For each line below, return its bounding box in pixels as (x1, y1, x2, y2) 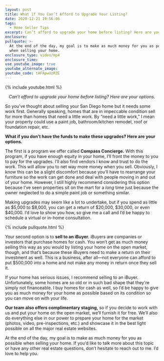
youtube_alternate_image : (5, 67, 58, 71)
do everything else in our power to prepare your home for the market (5, 315, 143, 321)
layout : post (5, 7, 32, 12)
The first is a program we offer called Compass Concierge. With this (5, 148, 143, 154)
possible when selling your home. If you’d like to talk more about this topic (5, 340, 154, 346)
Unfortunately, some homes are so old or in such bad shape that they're (5, 279, 150, 285)
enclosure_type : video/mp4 (5, 52, 60, 58)
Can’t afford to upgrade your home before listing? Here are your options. (9, 93, 155, 99)
